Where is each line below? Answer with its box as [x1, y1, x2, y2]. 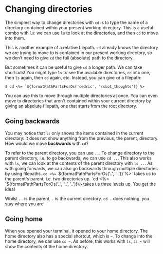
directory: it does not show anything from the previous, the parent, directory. [5, 135, 159, 141]
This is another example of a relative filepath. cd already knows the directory [5, 44, 158, 50]
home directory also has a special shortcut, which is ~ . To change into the [5, 233, 153, 239]
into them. [5, 35, 25, 41]
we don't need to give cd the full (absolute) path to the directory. [5, 55, 134, 60]
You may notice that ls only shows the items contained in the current [5, 130, 144, 136]
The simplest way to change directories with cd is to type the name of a [5, 20, 148, 25]
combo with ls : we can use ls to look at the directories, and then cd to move [5, 30, 158, 36]
